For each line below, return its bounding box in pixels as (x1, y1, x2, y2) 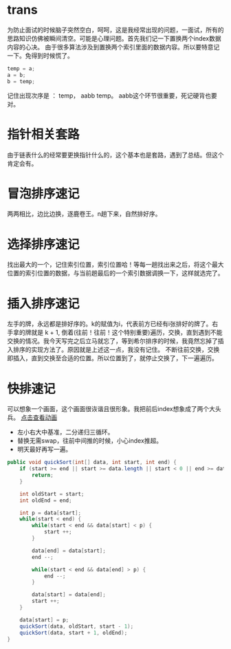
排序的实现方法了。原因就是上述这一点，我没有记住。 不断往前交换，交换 (12, 346, 220, 354)
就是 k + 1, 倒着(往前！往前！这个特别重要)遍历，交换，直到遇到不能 (30, 329, 223, 337)
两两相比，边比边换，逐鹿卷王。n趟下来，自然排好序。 (7, 210, 162, 218)
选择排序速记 (7, 236, 80, 252)
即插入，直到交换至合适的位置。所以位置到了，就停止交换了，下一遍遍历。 (7, 354, 218, 362)
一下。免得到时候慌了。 (7, 51, 74, 60)
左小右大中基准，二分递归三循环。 (16, 428, 114, 437)
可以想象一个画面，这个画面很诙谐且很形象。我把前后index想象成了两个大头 (7, 405, 221, 413)
